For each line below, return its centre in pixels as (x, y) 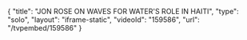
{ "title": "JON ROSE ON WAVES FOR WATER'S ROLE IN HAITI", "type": (123, 11)
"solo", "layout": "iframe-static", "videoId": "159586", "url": (104, 20)
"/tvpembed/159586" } (45, 28)
